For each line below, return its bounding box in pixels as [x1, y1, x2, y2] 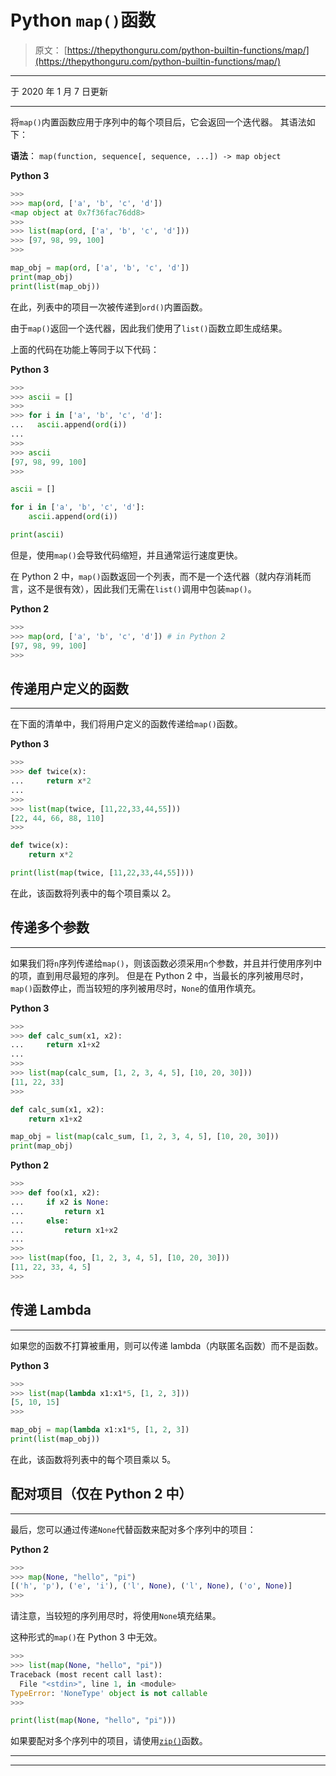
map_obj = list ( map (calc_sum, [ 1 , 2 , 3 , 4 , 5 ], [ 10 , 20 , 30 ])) [10, 1132, 280, 1142]
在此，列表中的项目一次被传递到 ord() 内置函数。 [10, 301, 208, 313]
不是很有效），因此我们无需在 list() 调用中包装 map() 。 [36, 582, 257, 595]
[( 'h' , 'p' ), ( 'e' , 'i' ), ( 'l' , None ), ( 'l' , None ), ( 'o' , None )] [10, 1581, 293, 1591]
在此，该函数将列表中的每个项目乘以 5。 [10, 1453, 177, 1465]
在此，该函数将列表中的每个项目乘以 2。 [10, 887, 177, 899]
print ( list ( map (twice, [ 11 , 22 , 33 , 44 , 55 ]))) [10, 868, 195, 878]
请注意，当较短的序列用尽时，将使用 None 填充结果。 [10, 1610, 222, 1622]
